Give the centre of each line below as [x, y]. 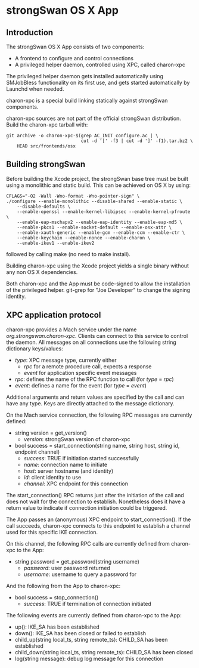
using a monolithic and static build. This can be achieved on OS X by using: [98, 185]
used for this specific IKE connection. [52, 532]
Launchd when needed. [35, 89]
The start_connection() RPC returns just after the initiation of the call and [95, 495]
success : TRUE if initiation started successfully [81, 458]
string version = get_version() [51, 433]
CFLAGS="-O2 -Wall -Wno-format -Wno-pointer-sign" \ [73, 196]
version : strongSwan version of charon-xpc [77, 439]
